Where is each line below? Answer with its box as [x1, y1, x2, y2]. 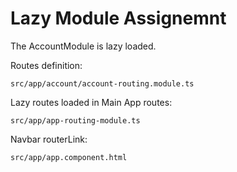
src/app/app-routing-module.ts [10, 115, 141, 126]
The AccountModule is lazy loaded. [10, 40, 157, 52]
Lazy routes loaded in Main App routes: [10, 96, 173, 108]
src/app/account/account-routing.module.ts [10, 78, 195, 89]
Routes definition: [10, 59, 83, 71]
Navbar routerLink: [10, 133, 88, 145]
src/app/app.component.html [10, 152, 128, 162]
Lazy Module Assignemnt [10, 7, 227, 30]
